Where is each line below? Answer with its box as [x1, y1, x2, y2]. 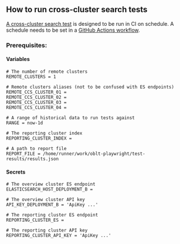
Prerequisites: [6, 41, 47, 49]
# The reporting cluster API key [6, 228, 88, 233]
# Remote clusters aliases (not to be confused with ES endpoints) [6, 84, 175, 90]
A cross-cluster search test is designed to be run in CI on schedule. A [6, 20, 174, 27]
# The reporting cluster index [6, 130, 83, 136]
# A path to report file [6, 145, 67, 151]
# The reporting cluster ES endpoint [6, 212, 99, 218]
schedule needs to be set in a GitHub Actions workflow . [6, 26, 140, 33]
